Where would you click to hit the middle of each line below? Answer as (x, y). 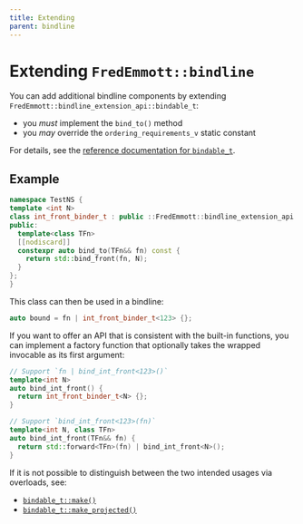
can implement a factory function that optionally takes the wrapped (135, 344)
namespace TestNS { (46, 200)
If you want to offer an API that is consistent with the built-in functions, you (149, 335)
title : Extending (42, 18)
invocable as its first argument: (67, 354)
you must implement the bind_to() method (103, 123)
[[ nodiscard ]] (44, 242)
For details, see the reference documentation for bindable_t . (122, 150)
